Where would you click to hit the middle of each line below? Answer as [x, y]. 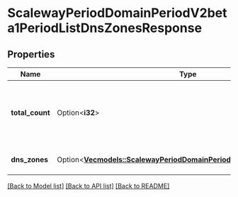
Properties [31, 54]
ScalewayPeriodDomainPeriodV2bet [118, 13]
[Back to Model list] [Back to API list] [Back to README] [89, 186]
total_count [30, 113]
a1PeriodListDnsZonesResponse [105, 28]
